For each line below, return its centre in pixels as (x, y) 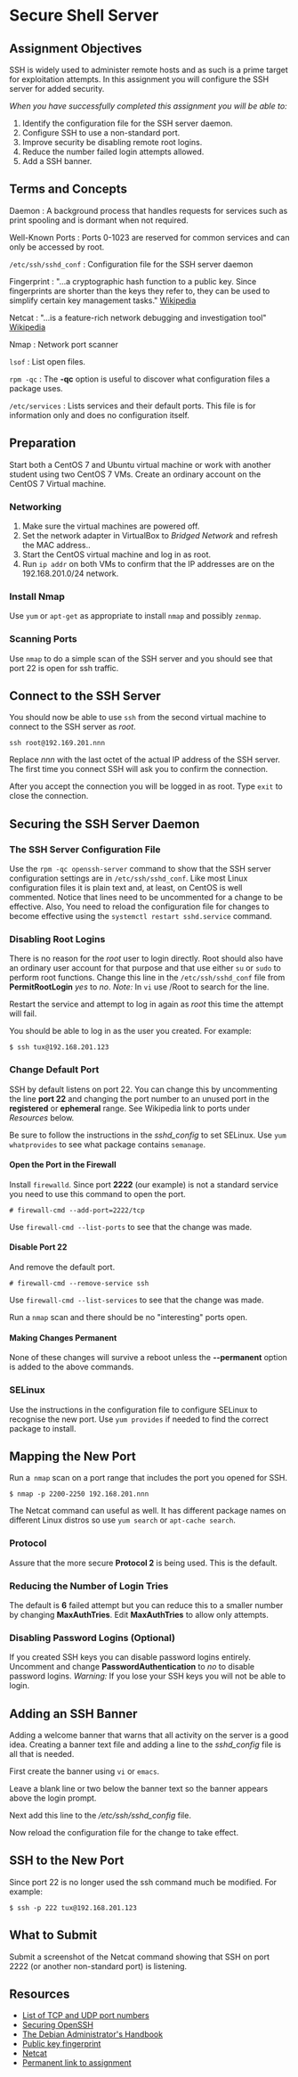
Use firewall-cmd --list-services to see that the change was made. (137, 1300)
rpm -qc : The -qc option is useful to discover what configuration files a (140, 379)
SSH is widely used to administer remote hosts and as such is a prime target (149, 70)
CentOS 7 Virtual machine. (58, 483)
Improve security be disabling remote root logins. (112, 142)
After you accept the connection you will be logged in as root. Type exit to (146, 786)
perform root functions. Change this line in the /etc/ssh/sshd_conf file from (147, 978)
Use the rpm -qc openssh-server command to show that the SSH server (140, 869)
